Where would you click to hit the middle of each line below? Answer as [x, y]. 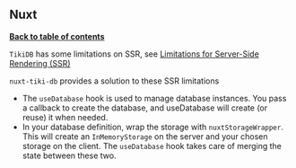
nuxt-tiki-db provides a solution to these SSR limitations [114, 81]
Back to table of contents [57, 36]
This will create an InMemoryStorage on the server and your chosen [145, 136]
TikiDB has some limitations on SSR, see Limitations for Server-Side [135, 54]
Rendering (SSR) [40, 63]
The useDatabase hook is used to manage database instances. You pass [154, 98]
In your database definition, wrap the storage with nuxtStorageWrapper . [153, 127]
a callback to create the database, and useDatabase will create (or [144, 108]
